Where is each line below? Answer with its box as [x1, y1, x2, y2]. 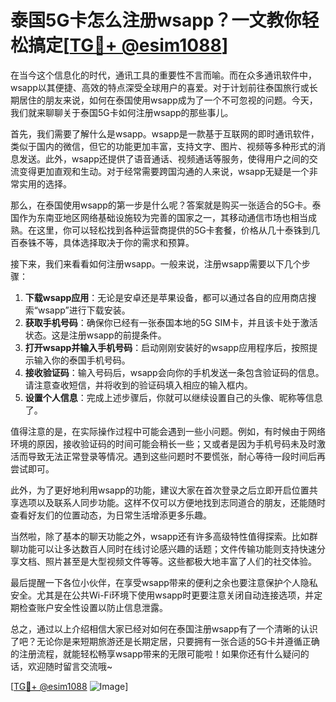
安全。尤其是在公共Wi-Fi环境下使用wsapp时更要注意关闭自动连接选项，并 [10, 589, 315, 601]
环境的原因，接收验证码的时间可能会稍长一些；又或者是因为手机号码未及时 [10, 437, 317, 450]
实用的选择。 [18, 177, 72, 190]
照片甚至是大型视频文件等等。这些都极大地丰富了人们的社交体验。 [44, 555, 317, 567]
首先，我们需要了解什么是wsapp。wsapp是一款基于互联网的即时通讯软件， [10, 127, 320, 140]
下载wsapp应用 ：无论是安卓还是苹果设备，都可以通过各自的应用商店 [24, 291, 308, 303]
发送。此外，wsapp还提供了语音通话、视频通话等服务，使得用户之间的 [18, 152, 310, 165]
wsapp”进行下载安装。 [37, 304, 131, 316]
